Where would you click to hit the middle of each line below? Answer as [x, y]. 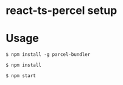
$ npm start [21, 76]
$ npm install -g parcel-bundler [48, 55]
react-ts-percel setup [61, 11]
